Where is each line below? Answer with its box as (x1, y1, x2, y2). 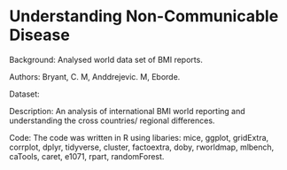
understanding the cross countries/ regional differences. (9, 115, 215, 126)
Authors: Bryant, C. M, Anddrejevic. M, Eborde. (9, 71, 181, 81)
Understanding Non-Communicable (9, 6, 279, 27)
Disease (9, 25, 71, 45)
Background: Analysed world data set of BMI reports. (9, 54, 204, 65)
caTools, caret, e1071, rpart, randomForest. (9, 151, 165, 161)
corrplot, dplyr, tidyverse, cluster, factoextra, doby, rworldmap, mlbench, (9, 142, 275, 152)
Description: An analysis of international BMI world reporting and (9, 105, 245, 116)
